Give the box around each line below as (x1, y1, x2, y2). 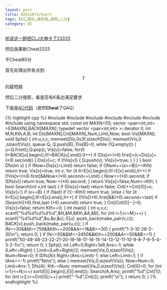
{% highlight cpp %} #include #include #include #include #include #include (5, 115, 161, 121)
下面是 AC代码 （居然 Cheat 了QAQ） (5, 105, 77, 111)
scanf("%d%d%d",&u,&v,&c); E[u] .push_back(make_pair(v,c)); (5, 215, 134, 222)
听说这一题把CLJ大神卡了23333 (5, 35, 71, 41)
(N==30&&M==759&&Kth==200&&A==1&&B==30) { (5, 226, 111, 232)
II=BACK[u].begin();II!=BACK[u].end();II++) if (5, 152, 97, 158)
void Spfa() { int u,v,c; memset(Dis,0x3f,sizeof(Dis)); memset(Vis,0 (5, 136, 142, 142)
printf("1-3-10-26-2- (112, 226, 154, 232)
